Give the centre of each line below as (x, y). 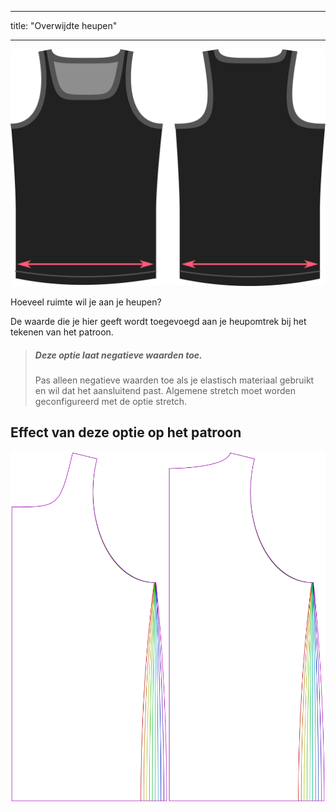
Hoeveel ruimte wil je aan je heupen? (86, 302)
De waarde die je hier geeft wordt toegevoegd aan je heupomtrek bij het (158, 321)
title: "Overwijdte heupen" (64, 25)
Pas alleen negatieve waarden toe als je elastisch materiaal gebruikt (174, 380)
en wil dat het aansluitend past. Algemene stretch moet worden (165, 390)
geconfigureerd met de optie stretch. (111, 401)
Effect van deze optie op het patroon (126, 432)
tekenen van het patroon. (62, 332)
